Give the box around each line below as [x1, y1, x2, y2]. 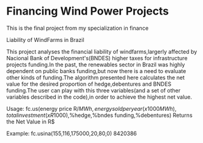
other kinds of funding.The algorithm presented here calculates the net [6, 74, 185, 81]
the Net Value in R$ [6, 117, 55, 125]
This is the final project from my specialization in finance [6, 24, 149, 32]
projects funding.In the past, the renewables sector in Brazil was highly [6, 61, 185, 68]
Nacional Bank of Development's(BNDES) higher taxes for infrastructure [6, 54, 188, 61]
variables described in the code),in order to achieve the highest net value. [6, 93, 193, 100]
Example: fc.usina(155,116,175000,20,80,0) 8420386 [6, 130, 138, 137]
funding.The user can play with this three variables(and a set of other [6, 86, 181, 94]
